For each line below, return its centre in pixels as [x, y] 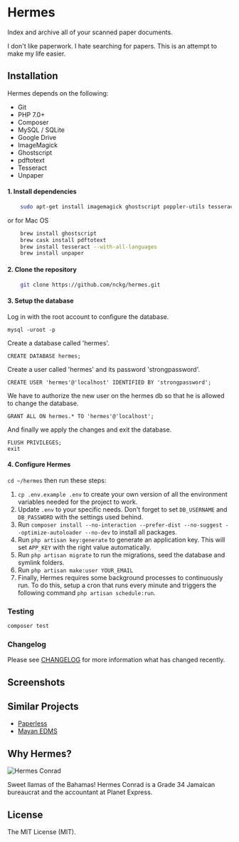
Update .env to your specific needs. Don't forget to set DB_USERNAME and [122, 509]
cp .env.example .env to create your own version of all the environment [122, 494]
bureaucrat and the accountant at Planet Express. [80, 792]
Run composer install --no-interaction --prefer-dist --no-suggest [120, 524]
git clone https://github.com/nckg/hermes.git [90, 285]
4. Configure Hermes [39, 465]
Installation [33, 76]
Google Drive [37, 137]
